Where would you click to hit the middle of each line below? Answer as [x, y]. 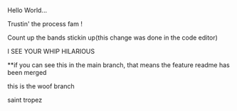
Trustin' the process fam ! [45, 24]
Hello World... [27, 10]
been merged [27, 72]
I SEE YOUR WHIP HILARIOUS [51, 51]
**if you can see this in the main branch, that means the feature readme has [118, 65]
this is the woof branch [41, 86]
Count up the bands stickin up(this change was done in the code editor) [113, 37]
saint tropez [25, 100]
